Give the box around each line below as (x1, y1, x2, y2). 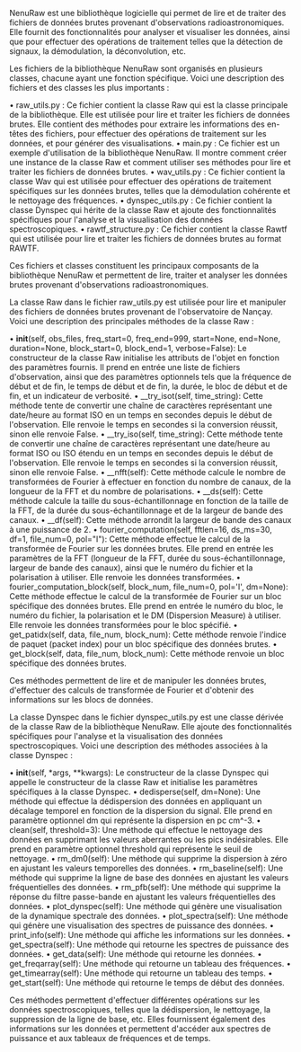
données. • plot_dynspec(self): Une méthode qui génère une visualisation (9, 901, 283, 911)
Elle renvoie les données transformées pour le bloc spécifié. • (9, 620, 238, 630)
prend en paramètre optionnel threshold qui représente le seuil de (9, 844, 253, 854)
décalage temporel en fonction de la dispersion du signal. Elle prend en (9, 806, 272, 816)
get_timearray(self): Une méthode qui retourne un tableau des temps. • (9, 968, 273, 978)
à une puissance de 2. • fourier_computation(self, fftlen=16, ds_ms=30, (9, 525, 272, 535)
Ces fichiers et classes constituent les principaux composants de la (9, 261, 259, 270)
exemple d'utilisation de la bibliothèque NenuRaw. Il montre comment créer (9, 147, 288, 158)
